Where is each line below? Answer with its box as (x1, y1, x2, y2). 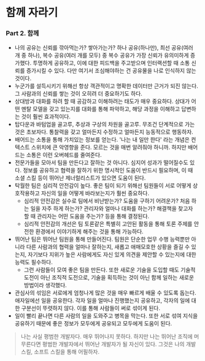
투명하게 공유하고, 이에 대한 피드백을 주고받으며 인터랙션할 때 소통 (33, 59, 190, 67)
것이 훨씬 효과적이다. (21, 113, 71, 120)
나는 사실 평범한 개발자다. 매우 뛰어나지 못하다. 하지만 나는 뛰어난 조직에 (20, 333, 193, 340)
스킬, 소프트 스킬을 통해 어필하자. (20, 348, 99, 355)
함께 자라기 (6, 6, 58, 20)
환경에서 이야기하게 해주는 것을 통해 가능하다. (35, 228, 144, 235)
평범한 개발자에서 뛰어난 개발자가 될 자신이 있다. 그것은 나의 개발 (42, 341, 196, 348)
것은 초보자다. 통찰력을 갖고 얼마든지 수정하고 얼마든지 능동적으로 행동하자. (14, 128, 194, 135)
